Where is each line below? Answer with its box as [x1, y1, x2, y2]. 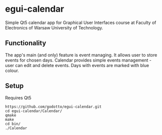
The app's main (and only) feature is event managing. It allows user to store [5, 52, 158, 58]
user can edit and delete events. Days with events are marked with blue [5, 62, 149, 68]
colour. [5, 67, 19, 73]
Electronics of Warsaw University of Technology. [5, 24, 104, 30]
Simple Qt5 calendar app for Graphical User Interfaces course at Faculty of [5, 20, 157, 25]
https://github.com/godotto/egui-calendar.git [5, 104, 102, 109]
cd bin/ [5, 121, 21, 126]
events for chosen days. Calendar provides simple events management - [5, 57, 152, 63]
